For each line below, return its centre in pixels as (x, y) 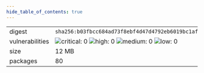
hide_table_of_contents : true (45, 12)
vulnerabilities (29, 41)
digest (18, 31)
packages (23, 61)
